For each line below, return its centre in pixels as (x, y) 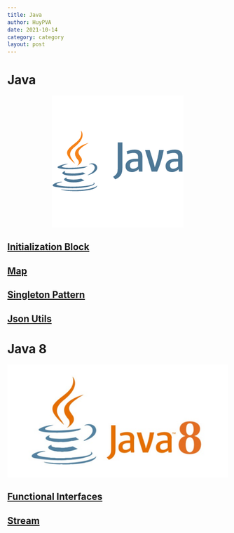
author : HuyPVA (29, 22)
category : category (36, 37)
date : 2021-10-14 (33, 29)
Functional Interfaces (55, 497)
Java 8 (27, 349)
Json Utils (30, 318)
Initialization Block (48, 247)
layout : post (26, 45)
